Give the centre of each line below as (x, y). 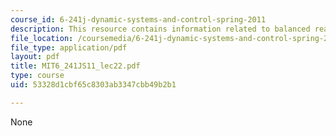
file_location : (42, 38)
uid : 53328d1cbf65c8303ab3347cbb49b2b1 (93, 85)
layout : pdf (35, 57)
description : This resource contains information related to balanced (160, 29)
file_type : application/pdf (69, 47)
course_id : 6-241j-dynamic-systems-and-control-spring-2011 (138, 19)
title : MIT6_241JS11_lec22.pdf (75, 66)
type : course (37, 76)
